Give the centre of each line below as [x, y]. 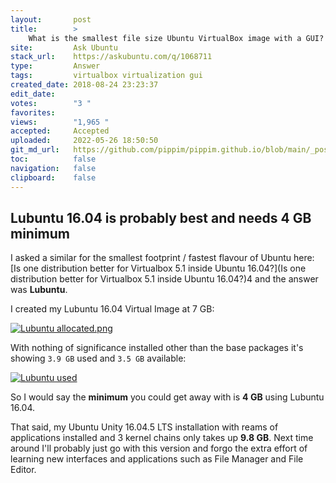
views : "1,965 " [60, 122]
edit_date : [33, 94]
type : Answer [55, 66]
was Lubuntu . [39, 290]
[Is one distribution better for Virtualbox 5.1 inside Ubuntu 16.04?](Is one [158, 268]
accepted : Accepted [60, 131]
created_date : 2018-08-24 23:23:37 [84, 85]
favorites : [33, 112]
